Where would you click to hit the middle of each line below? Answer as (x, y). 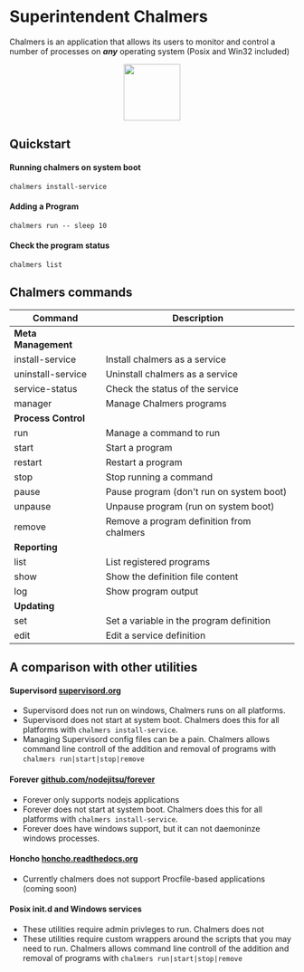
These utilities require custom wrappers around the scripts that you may (157, 939)
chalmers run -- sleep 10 (58, 225)
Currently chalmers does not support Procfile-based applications (143, 879)
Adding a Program (44, 206)
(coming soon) (50, 888)
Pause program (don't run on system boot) (196, 491)
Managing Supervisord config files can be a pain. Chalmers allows (146, 739)
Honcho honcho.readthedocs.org (74, 859)
